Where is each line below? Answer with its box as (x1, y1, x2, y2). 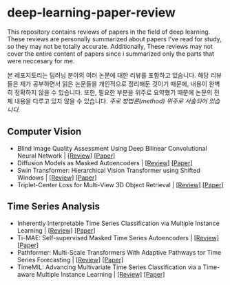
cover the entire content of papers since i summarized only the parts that (7, 50, 215, 58)
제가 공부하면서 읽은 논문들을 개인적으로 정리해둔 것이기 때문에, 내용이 (19, 79, 208, 87)
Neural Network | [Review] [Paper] (17, 151, 116, 160)
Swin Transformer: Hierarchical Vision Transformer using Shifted (17, 166, 201, 174)
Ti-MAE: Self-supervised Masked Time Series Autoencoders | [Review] (17, 233, 219, 242)
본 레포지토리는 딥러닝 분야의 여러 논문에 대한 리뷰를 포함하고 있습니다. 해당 (7, 71, 209, 79)
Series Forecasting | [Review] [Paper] (17, 255, 124, 264)
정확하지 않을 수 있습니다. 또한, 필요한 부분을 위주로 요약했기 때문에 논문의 (14, 88, 213, 96)
